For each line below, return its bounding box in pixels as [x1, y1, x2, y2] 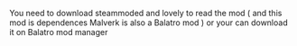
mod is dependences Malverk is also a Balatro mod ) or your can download [9, 17, 288, 28]
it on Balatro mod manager [9, 27, 108, 37]
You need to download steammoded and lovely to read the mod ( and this [9, 8, 283, 18]
